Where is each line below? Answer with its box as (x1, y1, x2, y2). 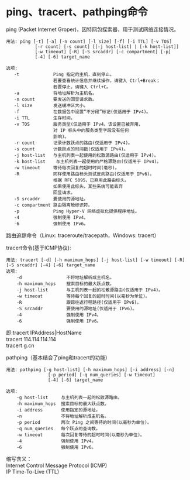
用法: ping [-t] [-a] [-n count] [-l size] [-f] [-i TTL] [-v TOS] (6, 39, 172, 44)
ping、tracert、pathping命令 (6, 5, 148, 19)
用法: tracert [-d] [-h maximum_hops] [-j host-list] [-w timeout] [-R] (6, 257, 185, 263)
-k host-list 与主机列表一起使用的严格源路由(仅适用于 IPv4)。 (13, 159, 161, 164)
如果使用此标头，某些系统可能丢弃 (53, 183, 123, 189)
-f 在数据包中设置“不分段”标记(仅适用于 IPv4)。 (13, 109, 151, 115)
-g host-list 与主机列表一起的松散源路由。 (16, 395, 122, 400)
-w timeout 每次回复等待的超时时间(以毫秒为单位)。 (16, 431, 145, 438)
